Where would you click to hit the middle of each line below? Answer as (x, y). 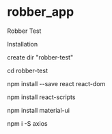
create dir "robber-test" (40, 57)
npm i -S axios (27, 123)
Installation (23, 44)
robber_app (41, 12)
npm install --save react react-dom (56, 83)
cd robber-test (27, 70)
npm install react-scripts (41, 97)
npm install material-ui (39, 110)
